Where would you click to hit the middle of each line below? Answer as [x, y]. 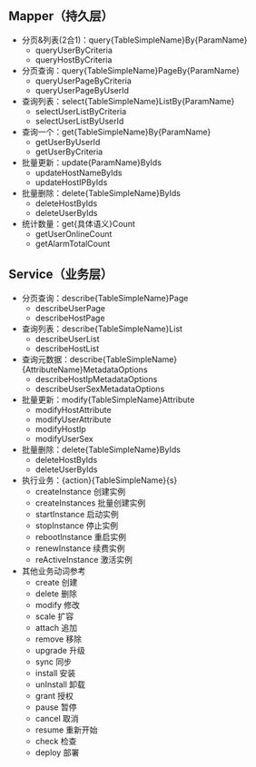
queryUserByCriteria [74, 50]
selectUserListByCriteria [81, 111]
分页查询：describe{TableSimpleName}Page [105, 298]
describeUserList [67, 339]
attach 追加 [56, 627]
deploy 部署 [57, 752]
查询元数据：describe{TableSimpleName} [99, 359]
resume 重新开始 [66, 730]
